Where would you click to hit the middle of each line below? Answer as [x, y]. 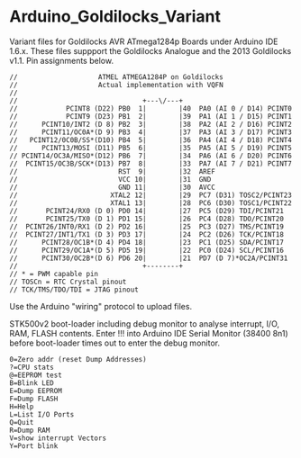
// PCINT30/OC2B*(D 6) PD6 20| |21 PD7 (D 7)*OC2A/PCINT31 [149, 258]
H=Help [22, 407]
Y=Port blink [34, 446]
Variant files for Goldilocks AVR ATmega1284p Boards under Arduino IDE [144, 41]
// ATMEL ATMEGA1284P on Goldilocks [116, 77]
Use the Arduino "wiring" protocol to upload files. [100, 306]
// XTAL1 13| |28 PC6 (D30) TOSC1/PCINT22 [151, 203]
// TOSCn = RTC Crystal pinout [68, 282]
